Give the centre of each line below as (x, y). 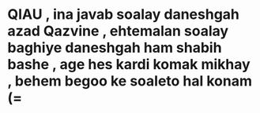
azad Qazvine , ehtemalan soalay (118, 31)
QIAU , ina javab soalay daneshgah (124, 15)
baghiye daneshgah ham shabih (115, 48)
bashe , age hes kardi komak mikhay (129, 65)
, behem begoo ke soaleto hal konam (130, 81)
